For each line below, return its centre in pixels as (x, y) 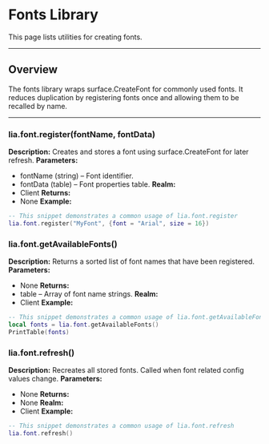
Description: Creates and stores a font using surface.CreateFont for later (129, 152)
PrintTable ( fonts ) (39, 332)
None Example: (46, 201)
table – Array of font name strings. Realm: (89, 294)
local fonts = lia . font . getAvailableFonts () (84, 325)
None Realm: (42, 403)
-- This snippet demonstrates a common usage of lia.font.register (123, 216)
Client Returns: (45, 193)
